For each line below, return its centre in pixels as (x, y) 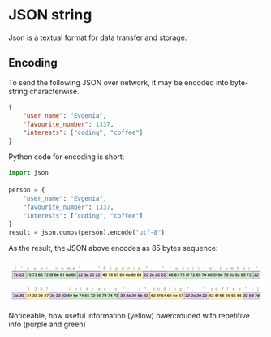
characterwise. (54, 91)
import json (28, 173)
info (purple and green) (47, 324)
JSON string (50, 15)
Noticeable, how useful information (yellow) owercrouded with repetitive (129, 316)
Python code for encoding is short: (67, 157)
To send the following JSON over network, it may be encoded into (118, 82)
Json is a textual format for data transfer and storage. (98, 37)
